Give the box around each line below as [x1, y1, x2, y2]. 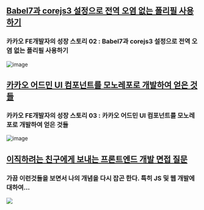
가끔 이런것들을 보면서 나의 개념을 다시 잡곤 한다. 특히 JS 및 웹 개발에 [6, 174, 195, 182]
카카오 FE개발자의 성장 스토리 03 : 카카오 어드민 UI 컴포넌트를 [6, 111, 177, 119]
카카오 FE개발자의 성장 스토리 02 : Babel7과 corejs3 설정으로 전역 [6, 37, 191, 46]
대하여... [6, 183, 31, 192]
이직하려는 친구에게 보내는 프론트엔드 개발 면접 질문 [6, 154, 188, 164]
